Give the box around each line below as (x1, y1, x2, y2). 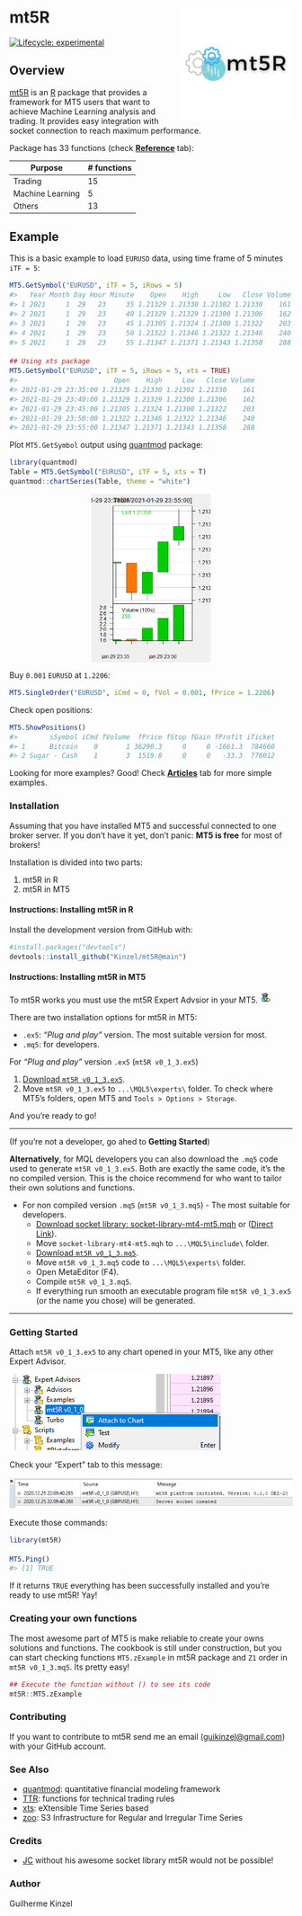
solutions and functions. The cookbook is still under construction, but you (9, 1642, 282, 1653)
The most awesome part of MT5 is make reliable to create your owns (9, 1633, 264, 1644)
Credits (9, 1834, 42, 1847)
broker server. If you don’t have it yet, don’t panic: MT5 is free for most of (9, 830, 283, 841)
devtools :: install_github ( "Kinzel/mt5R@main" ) (9, 952, 187, 961)
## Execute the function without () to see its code (9, 1680, 211, 1689)
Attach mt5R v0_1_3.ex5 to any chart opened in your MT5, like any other (9, 1347, 274, 1358)
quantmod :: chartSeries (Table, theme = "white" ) (9, 477, 191, 486)
